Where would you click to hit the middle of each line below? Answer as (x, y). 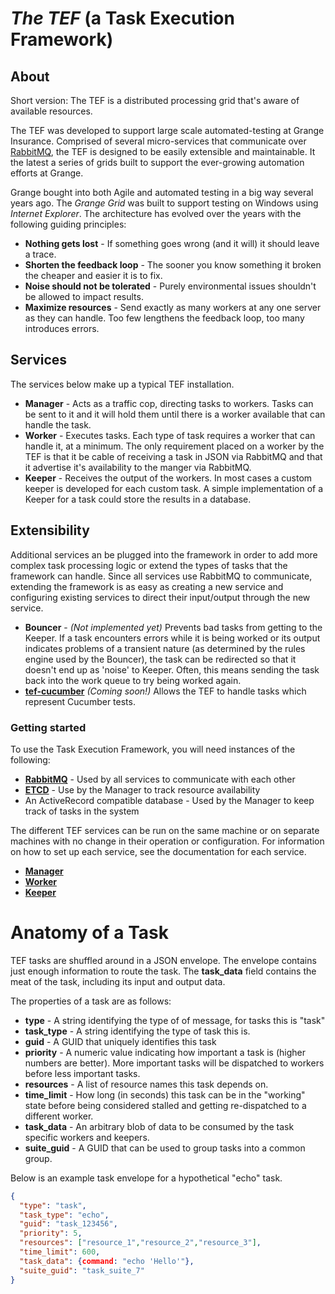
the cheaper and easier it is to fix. (93, 275)
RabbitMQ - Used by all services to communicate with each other (160, 779)
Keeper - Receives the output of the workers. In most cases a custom (168, 478)
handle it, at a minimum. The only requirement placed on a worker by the (174, 446)
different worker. (59, 1116)
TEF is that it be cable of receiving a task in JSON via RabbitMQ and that (173, 456)
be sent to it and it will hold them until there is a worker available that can (175, 414)
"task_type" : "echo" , (64, 1215)
